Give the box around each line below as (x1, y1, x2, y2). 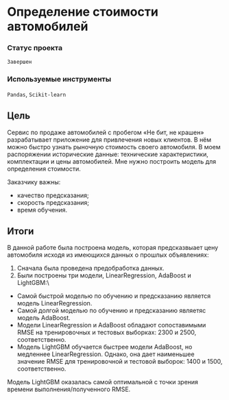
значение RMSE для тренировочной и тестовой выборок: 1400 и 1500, (16, 358, 223, 366)
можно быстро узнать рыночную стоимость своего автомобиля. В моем (7, 142, 221, 151)
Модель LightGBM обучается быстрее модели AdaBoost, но (16, 343, 193, 351)
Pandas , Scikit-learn (7, 90, 67, 98)
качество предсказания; (16, 191, 89, 199)
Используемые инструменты (7, 75, 112, 84)
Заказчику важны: (7, 177, 61, 186)
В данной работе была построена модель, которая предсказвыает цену (7, 244, 219, 252)
